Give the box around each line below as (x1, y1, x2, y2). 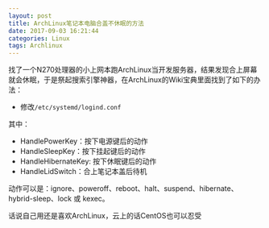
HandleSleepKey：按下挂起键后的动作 (19, 147, 147, 156)
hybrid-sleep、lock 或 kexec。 (8, 194, 110, 204)
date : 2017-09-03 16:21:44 (8, 27, 99, 35)
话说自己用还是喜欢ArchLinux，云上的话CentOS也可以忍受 (8, 211, 202, 221)
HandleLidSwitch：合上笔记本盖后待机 (19, 167, 147, 176)
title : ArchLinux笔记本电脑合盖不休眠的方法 (8, 19, 145, 27)
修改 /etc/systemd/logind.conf (19, 102, 122, 112)
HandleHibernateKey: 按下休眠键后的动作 (19, 156, 157, 166)
